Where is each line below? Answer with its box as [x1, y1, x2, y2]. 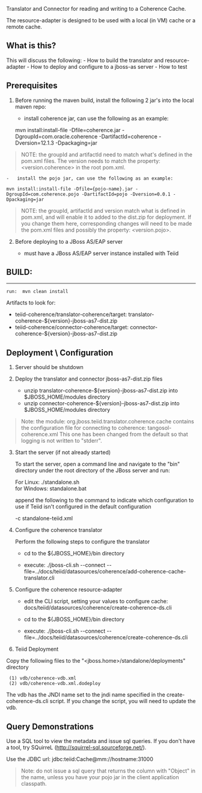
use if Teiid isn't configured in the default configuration [14, 503, 151, 510]
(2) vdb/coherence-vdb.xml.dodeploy [8, 681, 101, 687]
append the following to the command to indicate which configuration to [14, 497, 194, 504]
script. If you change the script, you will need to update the [49, 698, 196, 705]
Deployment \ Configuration [6, 347, 114, 358]
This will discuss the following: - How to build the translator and [6, 57, 164, 64]
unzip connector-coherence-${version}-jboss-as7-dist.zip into [23, 400, 180, 407]
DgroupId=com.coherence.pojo [6, 191, 79, 197]
